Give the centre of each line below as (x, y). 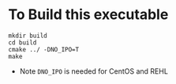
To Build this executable (88, 15)
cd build (22, 42)
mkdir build (28, 36)
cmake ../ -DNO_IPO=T (44, 49)
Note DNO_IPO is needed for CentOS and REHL (94, 71)
